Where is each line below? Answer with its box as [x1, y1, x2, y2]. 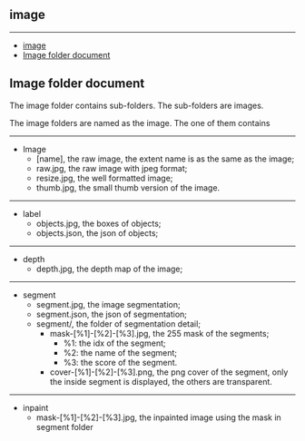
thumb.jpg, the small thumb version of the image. [35, 181, 221, 193]
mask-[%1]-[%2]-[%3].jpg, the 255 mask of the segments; [49, 328, 270, 338]
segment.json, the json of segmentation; [35, 309, 188, 319]
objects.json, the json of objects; [35, 227, 159, 239]
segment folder [35, 421, 93, 432]
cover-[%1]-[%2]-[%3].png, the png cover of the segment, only [49, 367, 289, 377]
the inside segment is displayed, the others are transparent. [49, 376, 272, 387]
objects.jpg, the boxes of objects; [35, 218, 162, 229]
